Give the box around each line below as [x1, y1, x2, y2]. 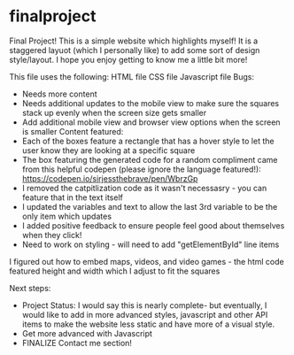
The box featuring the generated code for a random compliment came [21, 154, 278, 165]
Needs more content [21, 89, 97, 99]
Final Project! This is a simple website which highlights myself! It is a [9, 35, 259, 46]
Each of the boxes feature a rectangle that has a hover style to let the [21, 135, 275, 146]
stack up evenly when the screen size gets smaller [21, 107, 206, 118]
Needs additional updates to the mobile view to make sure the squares [21, 97, 280, 108]
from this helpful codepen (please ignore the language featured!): [21, 164, 261, 174]
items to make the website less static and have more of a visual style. [21, 319, 275, 329]
